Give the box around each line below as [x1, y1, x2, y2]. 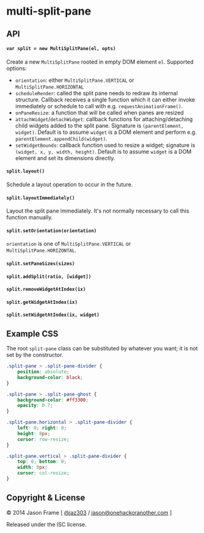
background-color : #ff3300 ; [17, 397, 89, 403]
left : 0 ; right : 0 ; [17, 425, 67, 432]
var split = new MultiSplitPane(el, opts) [6, 46, 116, 52]
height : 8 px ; [17, 430, 51, 436]
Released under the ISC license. [6, 521, 87, 528]
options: [6, 64, 27, 72]
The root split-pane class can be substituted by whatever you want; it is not [6, 345, 199, 352]
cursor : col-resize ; [17, 470, 70, 476]
